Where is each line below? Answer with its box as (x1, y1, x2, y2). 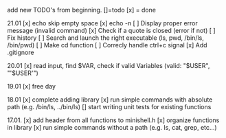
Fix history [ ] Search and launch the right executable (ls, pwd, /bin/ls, (7, 34, 204, 42)
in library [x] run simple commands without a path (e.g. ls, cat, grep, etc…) (7, 124, 218, 131)
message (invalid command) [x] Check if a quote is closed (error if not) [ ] (7, 27, 216, 34)
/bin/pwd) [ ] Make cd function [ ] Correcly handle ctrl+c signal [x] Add (7, 41, 207, 49)
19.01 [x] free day (7, 82, 56, 90)
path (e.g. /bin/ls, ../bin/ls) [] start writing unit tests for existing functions (7, 103, 212, 111)
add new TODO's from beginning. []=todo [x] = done (7, 6, 157, 14)
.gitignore (7, 48, 34, 56)
